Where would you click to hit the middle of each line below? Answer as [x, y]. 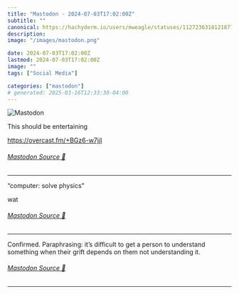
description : [27, 34]
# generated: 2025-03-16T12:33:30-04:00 [68, 93]
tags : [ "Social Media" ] [43, 73]
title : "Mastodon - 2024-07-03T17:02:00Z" [71, 14]
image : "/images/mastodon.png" [54, 41]
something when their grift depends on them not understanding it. [104, 252]
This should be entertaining [47, 127]
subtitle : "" [27, 21]
